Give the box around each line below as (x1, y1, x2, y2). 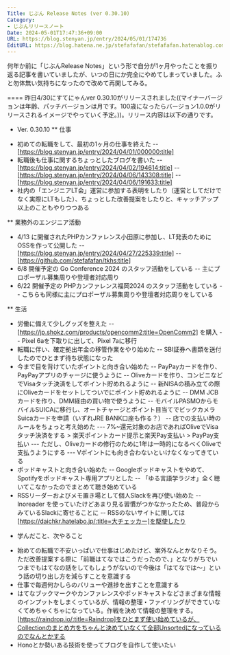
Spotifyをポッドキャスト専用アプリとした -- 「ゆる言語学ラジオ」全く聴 (16, 474, 220, 482)
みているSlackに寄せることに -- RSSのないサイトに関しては (16, 509, 185, 516)
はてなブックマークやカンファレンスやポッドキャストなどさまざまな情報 (16, 589, 221, 597)
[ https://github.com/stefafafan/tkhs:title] (16, 256, 131, 265)
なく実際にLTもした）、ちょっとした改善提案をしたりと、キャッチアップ (16, 195, 219, 203)
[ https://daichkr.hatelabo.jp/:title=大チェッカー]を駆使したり (16, 517, 186, 525)
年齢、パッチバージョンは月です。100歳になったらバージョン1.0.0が (25, 102, 216, 110)
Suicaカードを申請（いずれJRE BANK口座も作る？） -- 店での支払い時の (16, 414, 221, 422)
